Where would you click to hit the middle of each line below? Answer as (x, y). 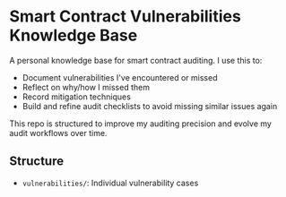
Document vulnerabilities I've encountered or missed (120, 77)
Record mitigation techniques (77, 97)
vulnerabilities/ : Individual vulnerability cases (110, 183)
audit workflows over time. (58, 133)
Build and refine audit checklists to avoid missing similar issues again (150, 106)
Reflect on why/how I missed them (86, 87)
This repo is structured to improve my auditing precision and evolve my (140, 124)
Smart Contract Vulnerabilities (126, 17)
